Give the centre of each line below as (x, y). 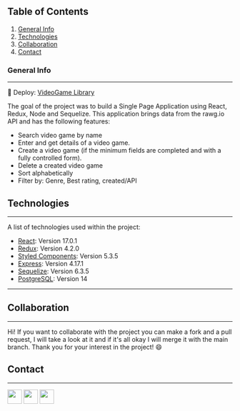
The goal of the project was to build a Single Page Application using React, (117, 106)
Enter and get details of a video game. (74, 143)
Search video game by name (60, 136)
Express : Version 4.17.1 (50, 263)
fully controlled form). (50, 158)
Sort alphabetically (45, 173)
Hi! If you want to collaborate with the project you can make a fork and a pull (120, 332)
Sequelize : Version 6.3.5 (53, 271)
